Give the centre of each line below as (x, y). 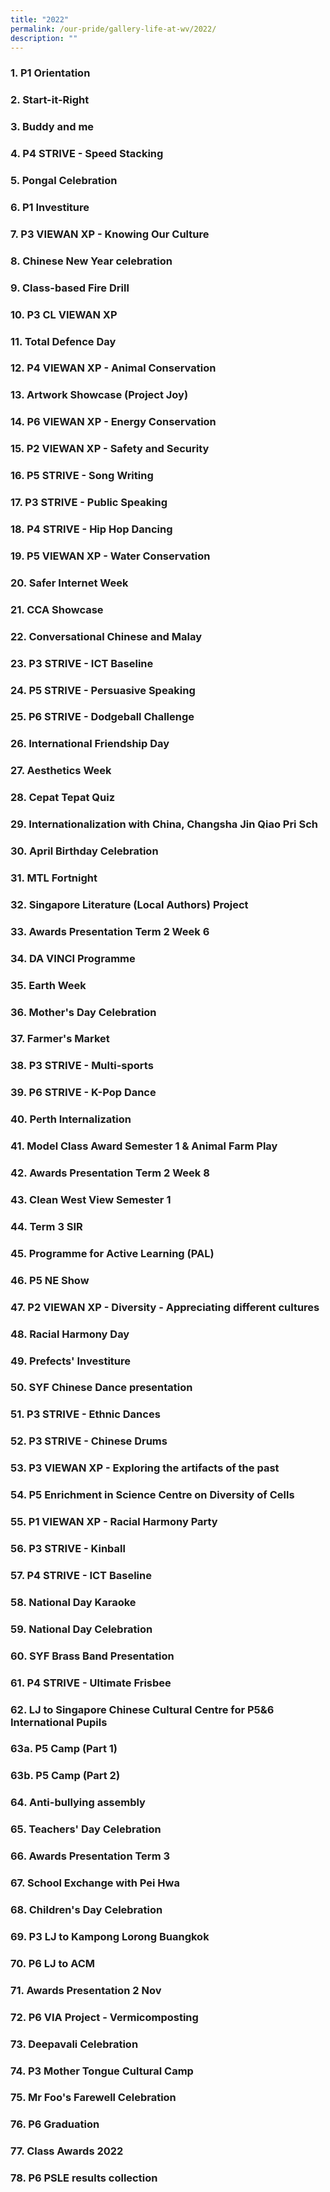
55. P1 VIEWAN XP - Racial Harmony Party (114, 1522)
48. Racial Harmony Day (70, 1334)
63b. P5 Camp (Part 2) (65, 1776)
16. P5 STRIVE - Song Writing (82, 476)
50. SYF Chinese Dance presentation (101, 1388)
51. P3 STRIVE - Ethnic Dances (85, 1414)
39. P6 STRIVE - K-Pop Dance (83, 1093)
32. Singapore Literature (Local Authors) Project (129, 904)
